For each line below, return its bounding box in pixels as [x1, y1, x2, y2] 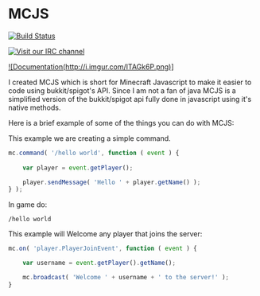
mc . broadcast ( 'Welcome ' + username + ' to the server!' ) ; [22, 274, 229, 282]
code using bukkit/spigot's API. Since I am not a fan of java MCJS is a [8, 85, 236, 95]
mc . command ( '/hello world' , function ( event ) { [8, 149, 180, 157]
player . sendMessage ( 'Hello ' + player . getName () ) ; [22, 178, 201, 186]
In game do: [8, 200, 48, 209]
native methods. [8, 103, 61, 112]
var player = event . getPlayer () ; [22, 164, 134, 172]
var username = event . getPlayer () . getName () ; [22, 259, 177, 267]
